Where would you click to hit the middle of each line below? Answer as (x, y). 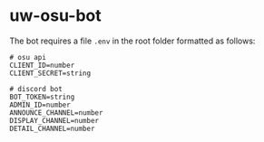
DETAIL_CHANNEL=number (52, 128)
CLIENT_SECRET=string (50, 73)
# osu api (28, 57)
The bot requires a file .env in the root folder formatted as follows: (132, 41)
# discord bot (36, 89)
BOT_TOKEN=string (42, 97)
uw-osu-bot (55, 16)
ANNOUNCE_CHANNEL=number (56, 113)
